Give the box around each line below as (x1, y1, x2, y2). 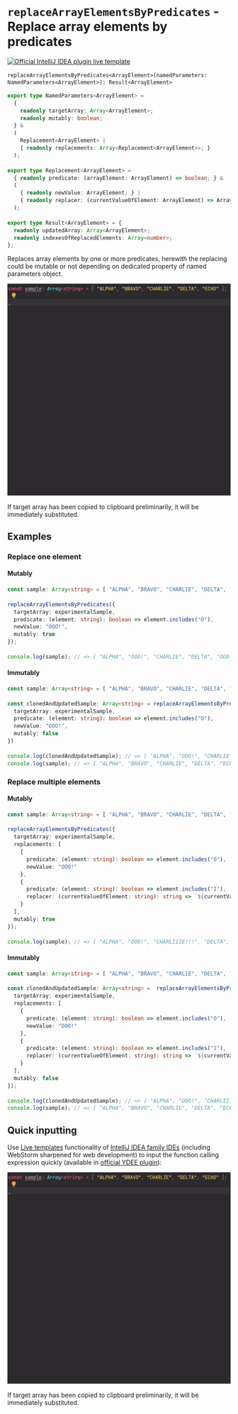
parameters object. (7, 269, 63, 278)
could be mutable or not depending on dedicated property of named (7, 262, 207, 271)
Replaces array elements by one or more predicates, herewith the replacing (7, 255, 227, 263)
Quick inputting (7, 1124, 77, 1136)
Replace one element (7, 552, 81, 562)
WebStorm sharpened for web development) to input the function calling (7, 1151, 220, 1159)
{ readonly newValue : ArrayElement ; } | (20, 189, 141, 196)
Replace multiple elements (7, 776, 101, 786)
